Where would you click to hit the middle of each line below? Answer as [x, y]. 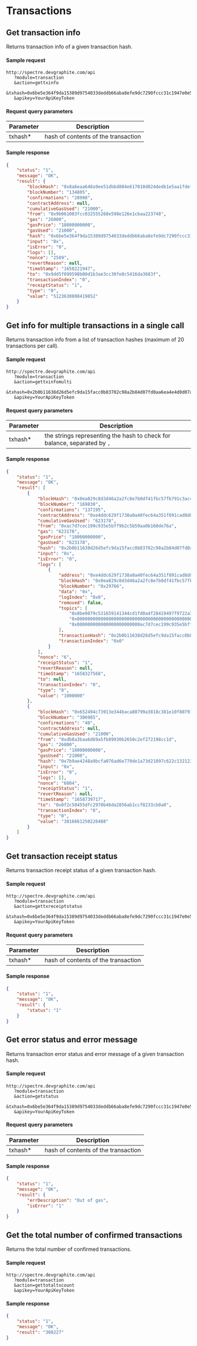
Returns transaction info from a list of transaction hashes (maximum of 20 [95, 340]
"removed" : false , [81, 603]
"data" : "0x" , [76, 592]
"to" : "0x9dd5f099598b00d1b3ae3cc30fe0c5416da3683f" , [94, 275]
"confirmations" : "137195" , [72, 510]
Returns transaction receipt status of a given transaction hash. [81, 870]
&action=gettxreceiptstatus [48, 907]
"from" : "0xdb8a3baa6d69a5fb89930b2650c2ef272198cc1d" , [107, 739]
